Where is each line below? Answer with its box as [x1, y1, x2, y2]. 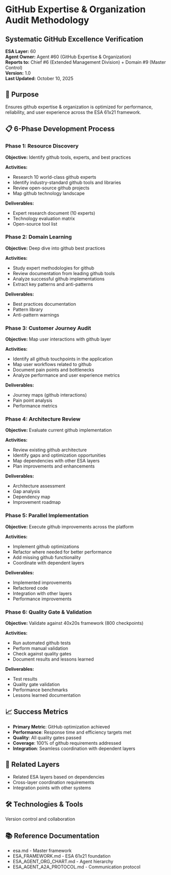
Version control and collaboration [5, 816, 76, 822]
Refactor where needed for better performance [12, 549, 112, 555]
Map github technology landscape [12, 190, 85, 196]
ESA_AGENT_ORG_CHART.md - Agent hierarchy [12, 859, 114, 865]
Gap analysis [12, 489, 40, 495]
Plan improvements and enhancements [12, 463, 95, 469]
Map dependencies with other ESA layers [12, 458, 100, 464]
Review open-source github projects [12, 185, 90, 191]
